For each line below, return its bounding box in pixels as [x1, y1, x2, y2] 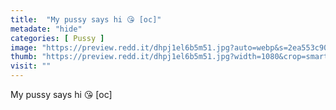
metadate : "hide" [10, 24, 83, 34]
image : [10, 42, 38, 53]
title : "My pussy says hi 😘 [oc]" [10, 14, 162, 25]
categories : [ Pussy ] [10, 33, 105, 43]
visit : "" [10, 61, 52, 71]
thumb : [10, 52, 38, 62]
